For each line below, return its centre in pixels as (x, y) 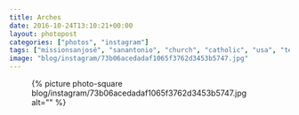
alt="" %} (49, 102)
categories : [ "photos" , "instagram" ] (79, 42)
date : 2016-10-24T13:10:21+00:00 (71, 26)
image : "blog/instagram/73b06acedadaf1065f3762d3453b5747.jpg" (129, 58)
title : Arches (36, 17)
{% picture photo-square (77, 84)
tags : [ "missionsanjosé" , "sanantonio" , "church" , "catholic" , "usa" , (143, 50)
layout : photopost (43, 34)
